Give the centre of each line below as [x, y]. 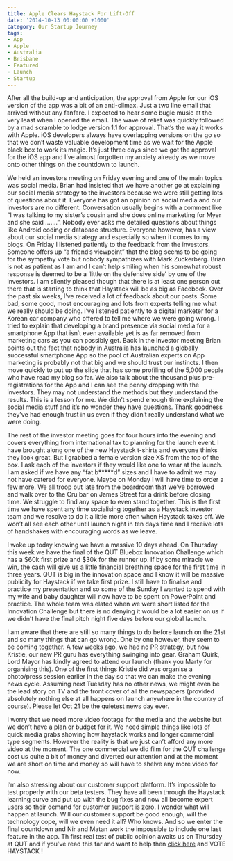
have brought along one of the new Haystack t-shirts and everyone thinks [112, 450]
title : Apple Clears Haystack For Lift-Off [71, 14]
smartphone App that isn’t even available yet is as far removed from [104, 333]
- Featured [23, 65]
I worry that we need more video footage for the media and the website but [114, 720]
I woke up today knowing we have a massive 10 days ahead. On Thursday [112, 545]
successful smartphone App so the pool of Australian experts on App [106, 355]
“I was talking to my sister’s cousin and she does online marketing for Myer [114, 215]
